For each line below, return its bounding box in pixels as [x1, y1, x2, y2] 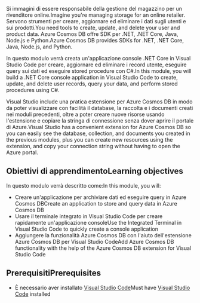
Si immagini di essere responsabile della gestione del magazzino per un [6, 5, 183, 12]
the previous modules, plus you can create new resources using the [6, 136, 173, 143]
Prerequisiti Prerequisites [6, 268, 101, 278]
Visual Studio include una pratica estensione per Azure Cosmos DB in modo [6, 98, 193, 105]
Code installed [14, 290, 51, 298]
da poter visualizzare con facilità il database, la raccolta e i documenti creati [6, 105, 193, 111]
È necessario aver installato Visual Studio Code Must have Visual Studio [14, 284, 190, 291]
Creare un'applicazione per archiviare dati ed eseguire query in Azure [14, 194, 187, 201]
